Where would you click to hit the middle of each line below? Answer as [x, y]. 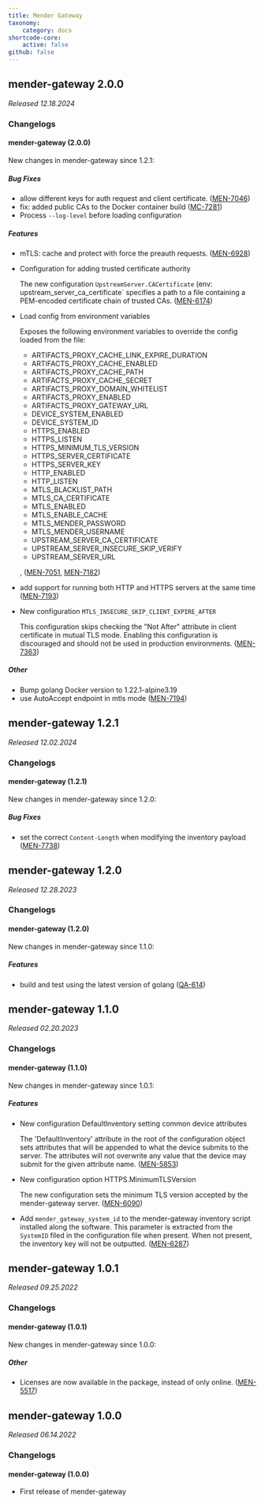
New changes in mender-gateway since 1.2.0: [82, 799]
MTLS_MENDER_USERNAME [78, 532]
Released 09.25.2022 [43, 1287]
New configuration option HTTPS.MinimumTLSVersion [108, 1179]
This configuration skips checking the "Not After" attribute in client [128, 627]
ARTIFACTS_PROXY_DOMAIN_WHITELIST [99, 388]
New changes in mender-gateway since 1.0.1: [81, 1085]
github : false [32, 52]
